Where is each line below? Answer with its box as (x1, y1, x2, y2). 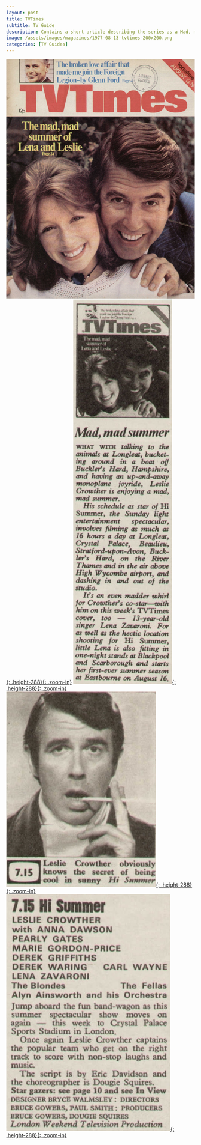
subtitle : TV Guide (6, 22, 55, 28)
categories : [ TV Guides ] (6, 41, 68, 47)
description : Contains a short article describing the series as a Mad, (6, 29, 191, 35)
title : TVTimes (6, 16, 44, 22)
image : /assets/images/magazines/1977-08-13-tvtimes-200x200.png (6, 35, 172, 41)
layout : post (6, 10, 39, 16)
